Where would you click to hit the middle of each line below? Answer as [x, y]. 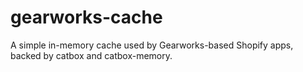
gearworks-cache [86, 17]
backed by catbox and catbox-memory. [91, 55]
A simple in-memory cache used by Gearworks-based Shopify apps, [152, 45]
